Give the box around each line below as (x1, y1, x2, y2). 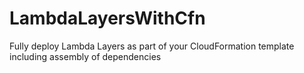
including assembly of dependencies (9, 50, 162, 62)
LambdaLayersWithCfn (9, 7, 206, 30)
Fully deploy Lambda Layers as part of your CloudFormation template (9, 40, 295, 52)
